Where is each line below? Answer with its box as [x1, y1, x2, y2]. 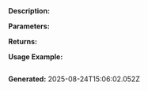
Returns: [8, 37, 38, 47]
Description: [8, 6, 50, 16]
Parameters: [8, 21, 50, 31]
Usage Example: [8, 52, 63, 62]
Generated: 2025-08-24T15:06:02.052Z [8, 74, 140, 84]
